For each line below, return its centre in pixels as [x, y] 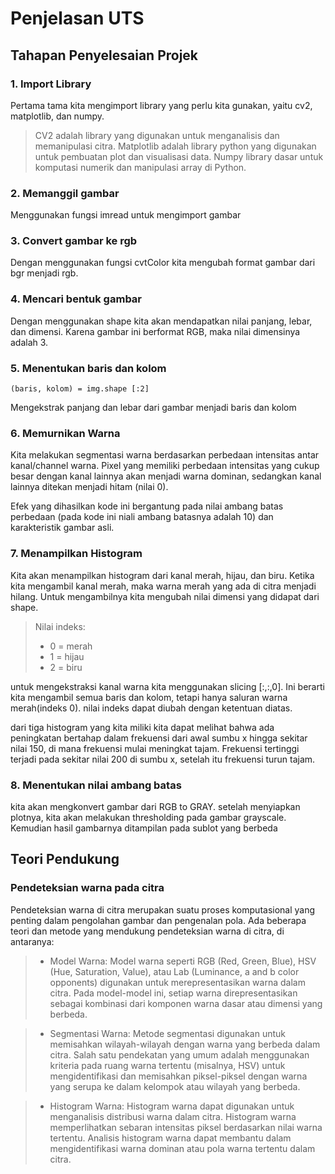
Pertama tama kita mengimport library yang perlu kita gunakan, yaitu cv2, [161, 105]
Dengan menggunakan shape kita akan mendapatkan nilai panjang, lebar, [161, 321]
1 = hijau [67, 656]
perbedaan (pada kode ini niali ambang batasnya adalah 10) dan [142, 517]
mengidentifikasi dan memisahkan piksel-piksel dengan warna [178, 1076]
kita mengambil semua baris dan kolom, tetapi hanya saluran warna [149, 697]
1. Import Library [51, 84]
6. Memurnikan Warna [65, 433]
